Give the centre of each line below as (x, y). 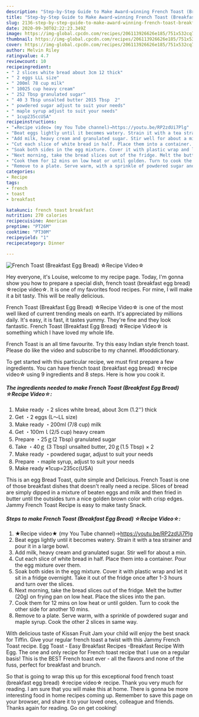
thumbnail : (20, 39)
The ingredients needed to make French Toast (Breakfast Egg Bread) (93, 388)
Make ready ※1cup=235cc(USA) (54, 468)
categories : (21, 172)
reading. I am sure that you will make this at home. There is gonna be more (97, 689)
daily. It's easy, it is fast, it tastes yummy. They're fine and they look (89, 320)
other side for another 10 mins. (52, 610)
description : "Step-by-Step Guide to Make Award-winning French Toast (95, 12)
